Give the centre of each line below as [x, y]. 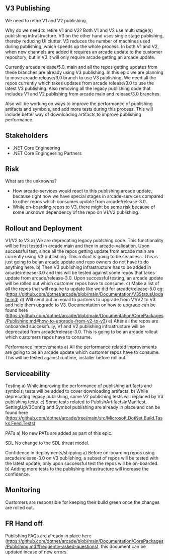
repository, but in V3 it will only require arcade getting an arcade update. [80, 57]
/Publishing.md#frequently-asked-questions [51, 546]
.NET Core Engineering [36, 148]
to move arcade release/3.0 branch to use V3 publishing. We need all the [81, 77]
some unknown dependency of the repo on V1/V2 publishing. [76, 212]
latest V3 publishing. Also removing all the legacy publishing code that [78, 88]
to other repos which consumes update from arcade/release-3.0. [80, 202]
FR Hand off [24, 523]
